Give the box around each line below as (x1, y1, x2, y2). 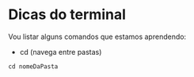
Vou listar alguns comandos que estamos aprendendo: (8, 32, 187, 41)
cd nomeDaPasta (8, 62, 59, 71)
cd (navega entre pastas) (19, 47, 102, 56)
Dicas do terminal (8, 6, 127, 24)
